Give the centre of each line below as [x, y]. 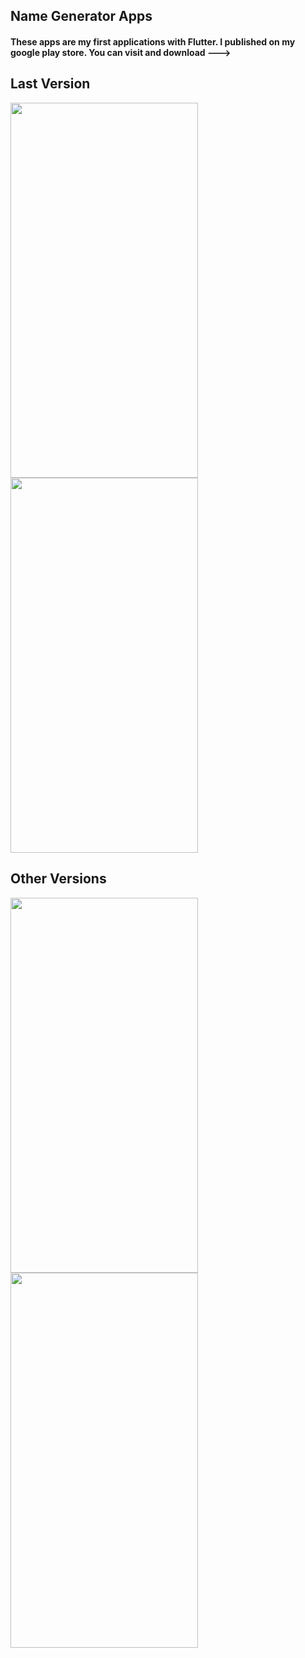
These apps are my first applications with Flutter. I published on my [153, 41]
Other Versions [58, 879]
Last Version [50, 84]
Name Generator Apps [81, 16]
